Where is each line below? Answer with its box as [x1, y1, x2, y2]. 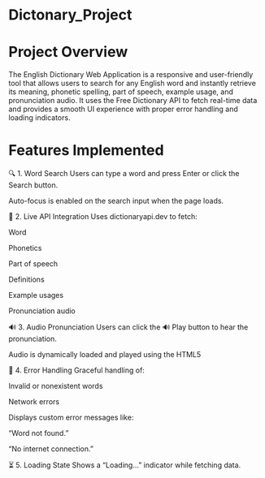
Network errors [8, 397, 59, 407]
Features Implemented [8, 141, 164, 160]
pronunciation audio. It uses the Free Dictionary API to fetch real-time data [8, 96, 258, 106]
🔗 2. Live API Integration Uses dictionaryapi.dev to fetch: [8, 212, 198, 222]
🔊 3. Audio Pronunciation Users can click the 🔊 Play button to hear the [8, 322, 249, 332]
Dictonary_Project [8, 6, 132, 24]
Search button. [8, 180, 59, 190]
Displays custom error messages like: [8, 412, 134, 423]
